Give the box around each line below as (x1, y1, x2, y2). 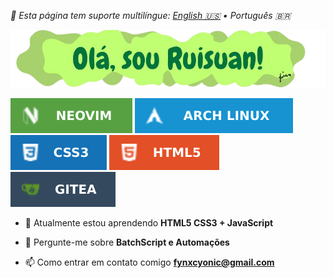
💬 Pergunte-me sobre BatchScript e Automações (24, 236, 230, 248)
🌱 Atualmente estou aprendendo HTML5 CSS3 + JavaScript (24, 216, 274, 229)
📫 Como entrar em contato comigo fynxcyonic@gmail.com (24, 256, 275, 268)
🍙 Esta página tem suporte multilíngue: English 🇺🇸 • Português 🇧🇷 (10, 10, 292, 21)
